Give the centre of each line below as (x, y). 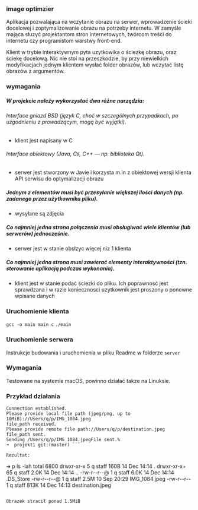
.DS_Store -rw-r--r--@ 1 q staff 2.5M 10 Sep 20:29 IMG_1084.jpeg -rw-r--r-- (98, 479)
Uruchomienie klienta (38, 311)
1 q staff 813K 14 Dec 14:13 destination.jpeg (59, 485)
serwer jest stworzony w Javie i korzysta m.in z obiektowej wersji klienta (103, 172)
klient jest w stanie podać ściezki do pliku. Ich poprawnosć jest (91, 283)
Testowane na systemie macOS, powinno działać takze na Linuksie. (88, 381)
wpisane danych (35, 296)
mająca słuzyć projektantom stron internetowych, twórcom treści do (89, 34)
